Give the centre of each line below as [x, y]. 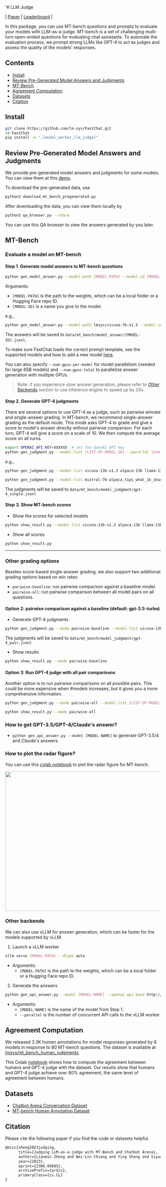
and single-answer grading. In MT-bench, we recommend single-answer [79, 417]
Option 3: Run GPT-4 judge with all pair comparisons [60, 672]
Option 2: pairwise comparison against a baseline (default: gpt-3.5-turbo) [83, 608]
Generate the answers [35, 985]
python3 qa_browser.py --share [37, 215]
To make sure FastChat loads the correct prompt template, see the [73, 350]
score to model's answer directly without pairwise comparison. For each [79, 428]
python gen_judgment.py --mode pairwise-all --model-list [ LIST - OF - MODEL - [84, 703]
